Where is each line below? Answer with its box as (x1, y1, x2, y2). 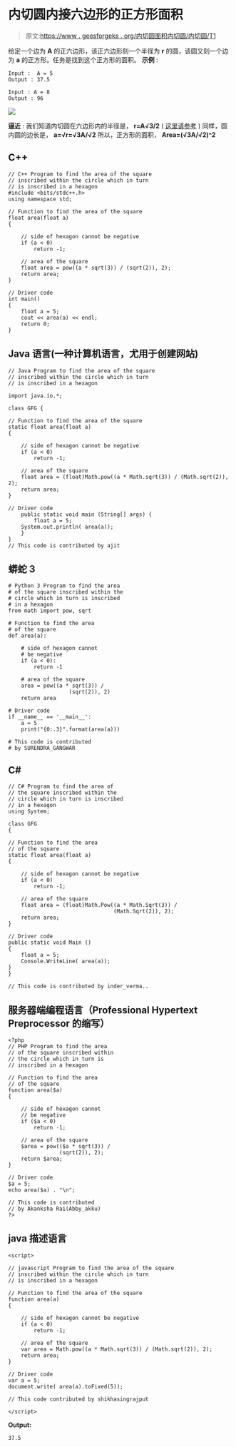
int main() (8, 295, 41, 303)
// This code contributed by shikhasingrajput (8, 1396, 149, 1403)
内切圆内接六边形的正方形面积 (8, 6, 184, 23)
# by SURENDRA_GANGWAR (8, 745, 76, 752)
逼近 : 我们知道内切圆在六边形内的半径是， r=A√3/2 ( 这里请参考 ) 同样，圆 (8, 121, 227, 130)
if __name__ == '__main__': (8, 714, 92, 721)
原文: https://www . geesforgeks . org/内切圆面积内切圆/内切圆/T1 (25, 31, 216, 40)
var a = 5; (8, 1376, 41, 1384)
